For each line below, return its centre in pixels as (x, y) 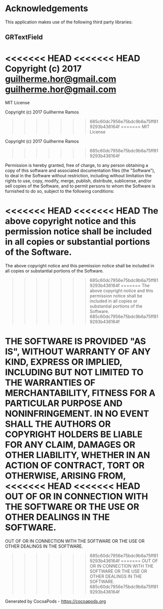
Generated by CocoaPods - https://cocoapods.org (55, 601)
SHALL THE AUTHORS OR (58, 424)
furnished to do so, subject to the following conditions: (60, 191)
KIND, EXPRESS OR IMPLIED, (64, 362)
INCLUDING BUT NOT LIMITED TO (74, 372)
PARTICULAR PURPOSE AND (64, 403)
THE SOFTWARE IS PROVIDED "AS (75, 341)
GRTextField (24, 37)
